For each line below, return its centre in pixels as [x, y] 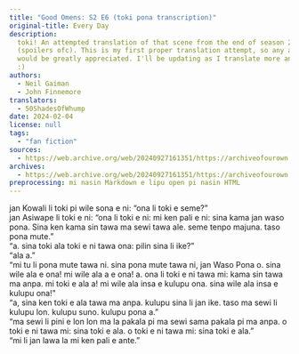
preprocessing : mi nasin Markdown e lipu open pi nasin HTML [125, 183]
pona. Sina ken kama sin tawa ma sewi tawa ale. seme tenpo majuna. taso [145, 227]
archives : [28, 166]
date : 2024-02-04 [41, 117]
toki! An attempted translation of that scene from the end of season [151, 42]
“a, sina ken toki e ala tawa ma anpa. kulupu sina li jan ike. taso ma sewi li [143, 302]
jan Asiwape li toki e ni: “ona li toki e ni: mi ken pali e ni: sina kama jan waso [147, 218]
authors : [25, 76]
